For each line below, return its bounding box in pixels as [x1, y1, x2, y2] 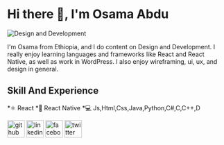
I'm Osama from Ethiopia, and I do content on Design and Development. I [7, 42, 216, 51]
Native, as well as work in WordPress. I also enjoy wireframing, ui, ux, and [7, 57, 218, 65]
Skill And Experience [7, 85, 99, 96]
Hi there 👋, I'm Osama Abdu [7, 6, 169, 22]
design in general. [7, 65, 59, 73]
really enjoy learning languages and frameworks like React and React [7, 50, 205, 58]
